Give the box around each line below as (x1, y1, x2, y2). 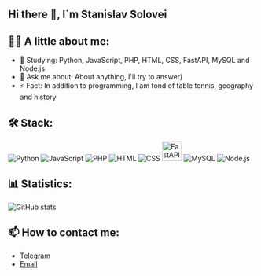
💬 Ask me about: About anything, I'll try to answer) (19, 72, 183, 82)
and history (19, 92, 57, 102)
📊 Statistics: (8, 178, 72, 191)
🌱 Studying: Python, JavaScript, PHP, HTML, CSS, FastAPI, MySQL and (19, 56, 250, 65)
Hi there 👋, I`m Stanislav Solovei (8, 8, 167, 21)
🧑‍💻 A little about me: (8, 35, 110, 48)
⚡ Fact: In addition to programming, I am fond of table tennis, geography (19, 81, 254, 90)
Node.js (19, 64, 46, 73)
